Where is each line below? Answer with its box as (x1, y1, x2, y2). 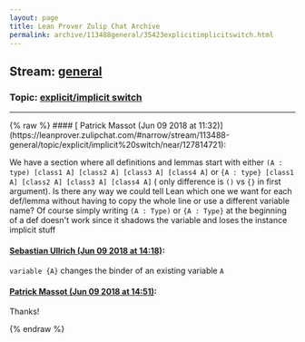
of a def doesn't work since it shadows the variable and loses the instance (9, 215, 288, 226)
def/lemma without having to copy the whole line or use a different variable (9, 196, 290, 207)
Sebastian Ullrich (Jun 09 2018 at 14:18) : (9, 245, 165, 256)
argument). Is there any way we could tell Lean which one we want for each (9, 186, 292, 197)
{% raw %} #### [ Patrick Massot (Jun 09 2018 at (9, 120, 197, 132)
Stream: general (9, 64, 103, 79)
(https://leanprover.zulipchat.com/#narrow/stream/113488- (9, 130, 230, 141)
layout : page (9, 13, 59, 23)
